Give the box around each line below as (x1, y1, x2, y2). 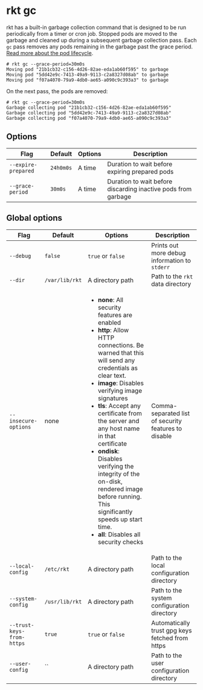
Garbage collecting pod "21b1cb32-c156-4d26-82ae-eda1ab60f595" (6, 104, 172, 111)
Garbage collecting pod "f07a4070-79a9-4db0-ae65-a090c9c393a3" (6, 115, 172, 121)
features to (150, 424, 182, 433)
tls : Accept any (97, 401, 141, 410)
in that (97, 432, 116, 440)
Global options (6, 213, 62, 223)
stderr (150, 264, 170, 271)
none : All (97, 295, 124, 304)
